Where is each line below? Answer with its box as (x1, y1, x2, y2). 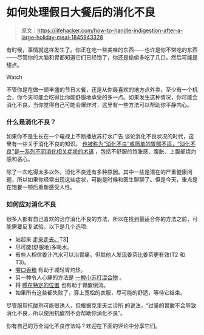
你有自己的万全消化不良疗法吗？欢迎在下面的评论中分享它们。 (6, 322, 161, 330)
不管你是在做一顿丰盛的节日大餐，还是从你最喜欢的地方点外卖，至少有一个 (6, 86, 192, 93)
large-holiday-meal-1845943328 (21, 33, 103, 41)
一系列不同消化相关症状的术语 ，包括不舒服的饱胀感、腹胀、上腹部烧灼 (19, 148, 197, 155)
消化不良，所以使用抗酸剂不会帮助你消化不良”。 (6, 309, 126, 316)
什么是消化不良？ (6, 118, 56, 126)
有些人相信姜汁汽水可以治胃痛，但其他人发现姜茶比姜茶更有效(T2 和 (15, 251, 185, 258)
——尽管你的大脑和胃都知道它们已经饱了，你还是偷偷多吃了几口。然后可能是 (6, 53, 198, 61)
